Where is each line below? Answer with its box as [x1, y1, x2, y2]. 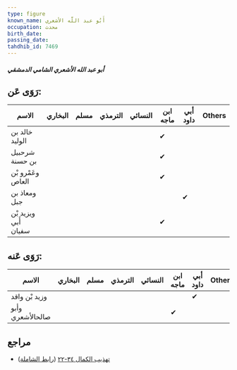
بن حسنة [11, 156, 37, 166]
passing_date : [7, 37, 49, 44]
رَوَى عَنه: [7, 250, 42, 262]
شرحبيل [11, 148, 35, 157]
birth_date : [7, 30, 42, 37]
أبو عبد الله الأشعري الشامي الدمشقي [7, 65, 104, 73]
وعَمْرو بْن [11, 167, 40, 177]
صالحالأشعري [11, 312, 51, 322]
